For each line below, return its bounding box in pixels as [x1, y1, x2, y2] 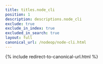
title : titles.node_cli [5, 7, 55, 12]
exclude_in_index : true [5, 26, 55, 31]
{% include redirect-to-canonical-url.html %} [5, 53, 98, 59]
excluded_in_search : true [5, 30, 59, 35]
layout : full [5, 35, 33, 40]
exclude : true [5, 21, 35, 26]
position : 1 [5, 12, 30, 17]
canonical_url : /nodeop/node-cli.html [5, 40, 86, 45]
